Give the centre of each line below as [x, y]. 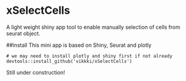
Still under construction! [36, 72]
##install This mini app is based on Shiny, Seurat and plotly [79, 45]
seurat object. [23, 33]
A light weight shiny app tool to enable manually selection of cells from [93, 27]
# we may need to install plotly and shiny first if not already [89, 56]
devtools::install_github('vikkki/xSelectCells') [69, 61]
